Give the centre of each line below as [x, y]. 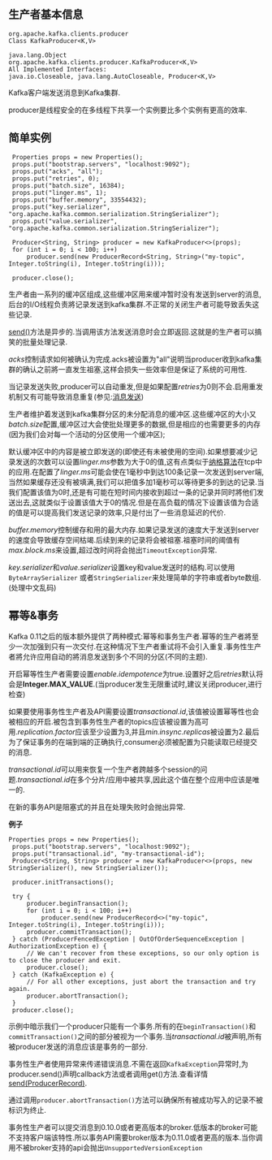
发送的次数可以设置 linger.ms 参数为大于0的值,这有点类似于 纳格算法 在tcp [135, 461]
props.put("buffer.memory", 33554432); [80, 200]
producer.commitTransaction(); [79, 933]
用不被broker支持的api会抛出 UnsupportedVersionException [106, 1148]
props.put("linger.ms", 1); [59, 193]
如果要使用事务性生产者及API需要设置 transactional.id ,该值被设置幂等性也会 [134, 712]
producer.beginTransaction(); [78, 904]
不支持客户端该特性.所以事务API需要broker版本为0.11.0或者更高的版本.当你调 [136, 1138]
